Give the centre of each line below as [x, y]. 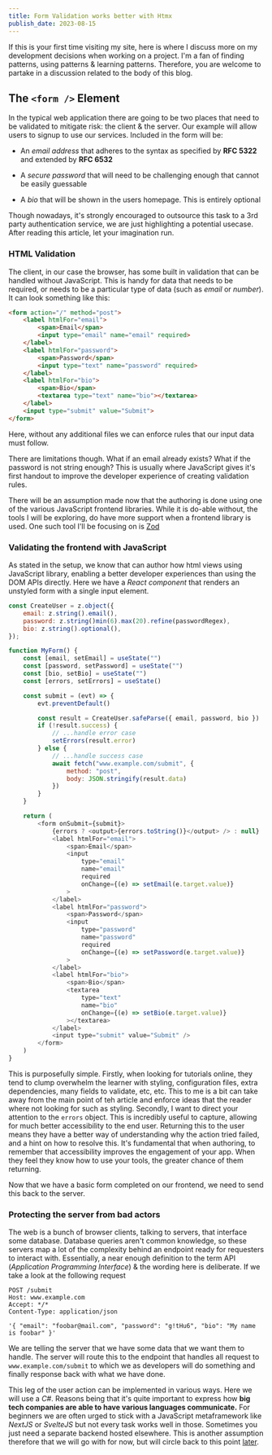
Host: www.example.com [47, 1298]
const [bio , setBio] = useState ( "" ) [85, 674]
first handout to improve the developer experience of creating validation [129, 476]
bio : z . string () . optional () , [72, 629]
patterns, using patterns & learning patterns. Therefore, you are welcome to [135, 64]
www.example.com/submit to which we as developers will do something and [132, 1365]
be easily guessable [54, 184]
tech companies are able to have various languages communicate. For [129, 1407]
